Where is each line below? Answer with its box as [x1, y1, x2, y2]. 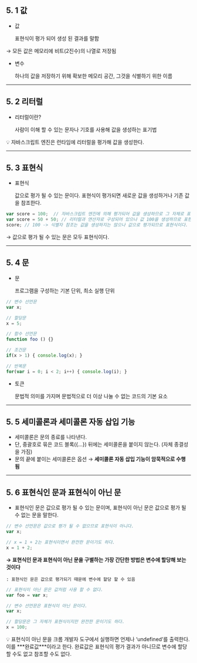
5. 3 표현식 [6, 163, 43, 173]
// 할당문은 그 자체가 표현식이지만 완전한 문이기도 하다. [6, 619, 125, 625]
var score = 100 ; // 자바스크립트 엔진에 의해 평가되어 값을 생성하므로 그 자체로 [6, 211, 184, 217]
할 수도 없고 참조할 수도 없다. [6, 651, 72, 657]
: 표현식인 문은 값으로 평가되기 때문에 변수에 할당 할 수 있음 [6, 576, 136, 582]
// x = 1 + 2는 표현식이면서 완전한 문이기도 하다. [6, 539, 116, 545]
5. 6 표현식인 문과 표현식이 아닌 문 [6, 487, 121, 497]
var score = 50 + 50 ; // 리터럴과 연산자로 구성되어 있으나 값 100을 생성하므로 [6, 216, 182, 222]
